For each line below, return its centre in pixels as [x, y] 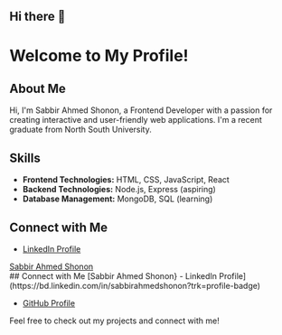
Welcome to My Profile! [99, 56]
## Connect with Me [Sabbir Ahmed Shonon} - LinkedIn [113, 276]
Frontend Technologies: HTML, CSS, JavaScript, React [126, 180]
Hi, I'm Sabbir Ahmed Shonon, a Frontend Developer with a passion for [141, 110]
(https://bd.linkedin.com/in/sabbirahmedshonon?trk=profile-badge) [135, 286]
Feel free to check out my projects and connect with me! [114, 321]
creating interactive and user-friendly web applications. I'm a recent [136, 120]
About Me [38, 88]
